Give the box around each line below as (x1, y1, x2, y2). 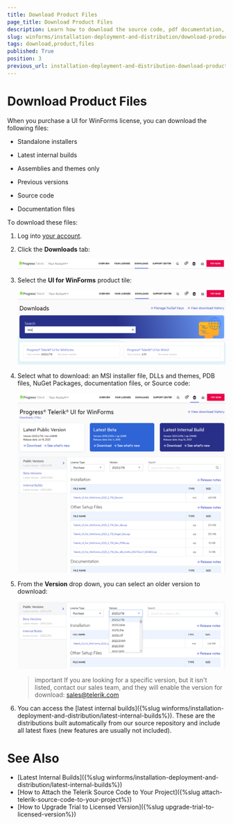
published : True (7, 48, 54, 55)
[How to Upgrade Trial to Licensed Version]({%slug (17, 803, 164, 811)
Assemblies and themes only (17, 164, 100, 172)
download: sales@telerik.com (34, 690, 119, 699)
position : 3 (7, 56, 42, 63)
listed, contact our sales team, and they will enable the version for (34, 683, 223, 691)
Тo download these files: (7, 218, 78, 226)
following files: (7, 124, 49, 132)
